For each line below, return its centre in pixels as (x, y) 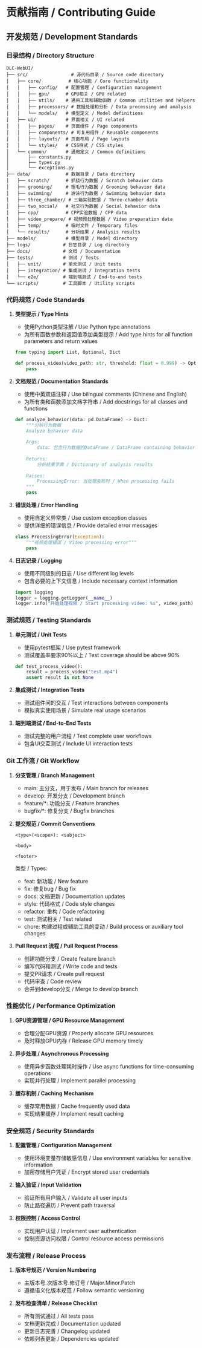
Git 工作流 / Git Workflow (43, 761)
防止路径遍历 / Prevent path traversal (70, 1205)
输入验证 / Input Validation (48, 1185)
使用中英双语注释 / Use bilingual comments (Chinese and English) (106, 394)
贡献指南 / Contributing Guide (81, 12)
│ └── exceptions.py (40, 168)
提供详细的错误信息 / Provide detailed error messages (91, 525)
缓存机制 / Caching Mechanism (54, 1093)
